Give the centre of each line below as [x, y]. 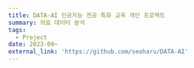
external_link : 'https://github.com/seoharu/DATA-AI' [99, 52]
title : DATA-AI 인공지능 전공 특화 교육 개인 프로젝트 [87, 15]
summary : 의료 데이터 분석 [47, 23]
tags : [17, 30]
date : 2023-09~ [33, 45]
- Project [31, 37]
